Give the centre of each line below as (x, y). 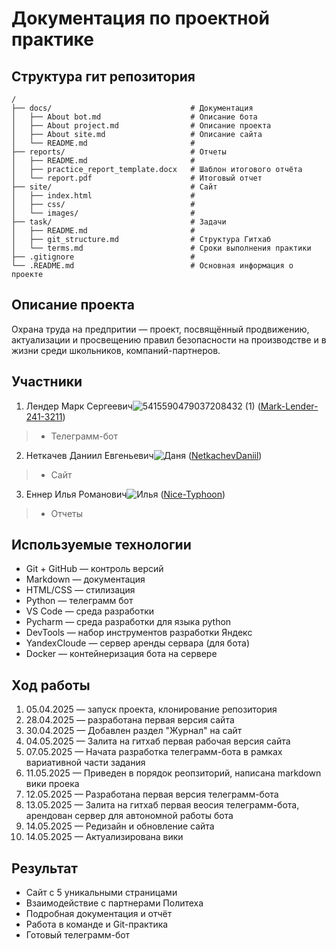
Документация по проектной (140, 18)
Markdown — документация (85, 579)
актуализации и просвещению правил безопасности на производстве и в (169, 339)
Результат (45, 868)
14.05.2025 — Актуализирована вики (104, 837)
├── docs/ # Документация (132, 108)
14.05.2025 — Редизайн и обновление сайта (120, 826)
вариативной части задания (85, 763)
